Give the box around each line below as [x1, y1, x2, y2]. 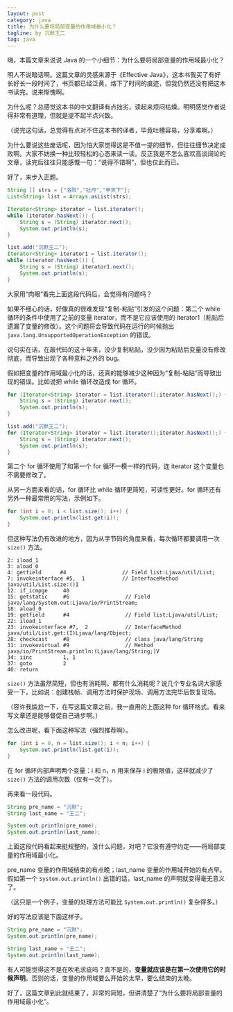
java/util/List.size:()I [7, 581, 79, 588]
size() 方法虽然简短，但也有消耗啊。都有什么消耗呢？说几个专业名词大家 [7, 679, 216, 687]
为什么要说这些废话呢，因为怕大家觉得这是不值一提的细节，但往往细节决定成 [7, 141, 226, 149]
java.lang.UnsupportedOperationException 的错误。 [7, 330, 155, 338]
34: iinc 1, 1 [7, 654, 76, 661]
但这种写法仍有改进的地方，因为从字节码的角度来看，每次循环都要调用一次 [7, 535, 220, 542]
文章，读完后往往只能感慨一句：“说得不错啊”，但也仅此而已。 [7, 158, 183, 166]
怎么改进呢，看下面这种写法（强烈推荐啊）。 [7, 726, 132, 734]
